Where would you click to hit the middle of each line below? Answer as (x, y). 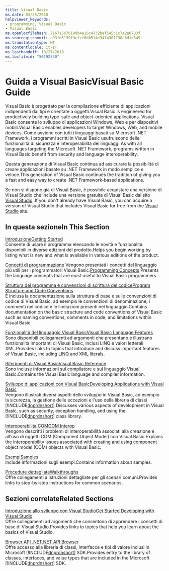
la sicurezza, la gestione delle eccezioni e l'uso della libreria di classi (76, 400)
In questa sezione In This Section (57, 227)
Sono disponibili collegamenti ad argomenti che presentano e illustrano (79, 338)
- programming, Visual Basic (36, 24)
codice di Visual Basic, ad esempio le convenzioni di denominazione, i (78, 301)
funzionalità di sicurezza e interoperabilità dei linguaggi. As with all (74, 143)
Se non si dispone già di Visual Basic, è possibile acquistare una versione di (83, 190)
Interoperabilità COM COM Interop (40, 426)
